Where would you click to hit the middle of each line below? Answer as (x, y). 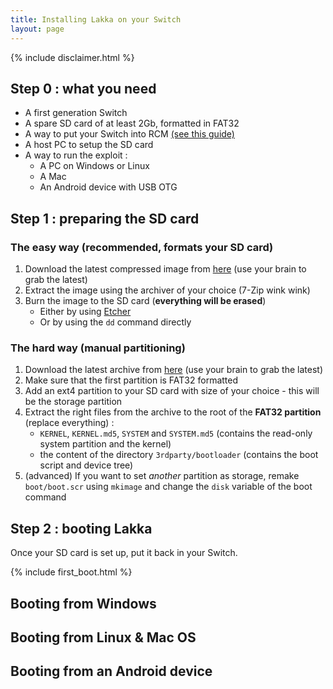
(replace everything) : (69, 423)
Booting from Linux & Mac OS (103, 637)
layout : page (37, 29)
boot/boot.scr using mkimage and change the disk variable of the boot (168, 487)
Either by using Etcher (85, 311)
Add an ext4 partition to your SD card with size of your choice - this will (172, 391)
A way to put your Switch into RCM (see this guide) (129, 134)
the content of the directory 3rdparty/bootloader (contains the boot (179, 455)
